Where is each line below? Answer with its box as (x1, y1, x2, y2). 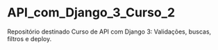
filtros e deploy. (7, 34, 52, 42)
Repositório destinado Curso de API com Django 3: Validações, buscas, (7, 27, 212, 36)
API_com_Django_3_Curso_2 (7, 5, 176, 21)
